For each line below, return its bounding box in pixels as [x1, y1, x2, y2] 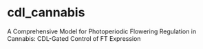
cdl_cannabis [7, 5, 85, 20]
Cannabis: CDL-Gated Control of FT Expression [7, 34, 141, 42]
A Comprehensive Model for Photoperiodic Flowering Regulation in [7, 27, 197, 35]
